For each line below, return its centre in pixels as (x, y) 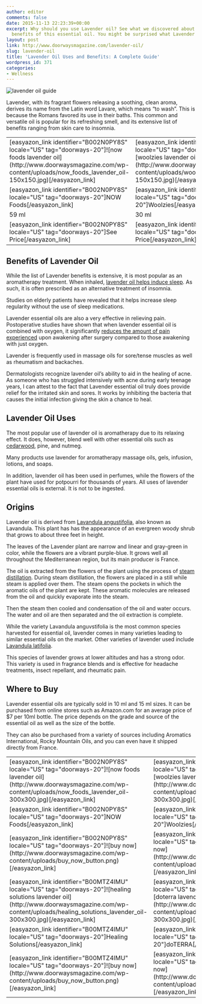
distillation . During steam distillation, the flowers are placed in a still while (97, 577)
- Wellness (20, 74)
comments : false (26, 18)
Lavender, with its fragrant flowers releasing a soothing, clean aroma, (92, 103)
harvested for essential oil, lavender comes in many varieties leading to (94, 633)
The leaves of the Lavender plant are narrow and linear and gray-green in (97, 546)
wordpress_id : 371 (29, 62)
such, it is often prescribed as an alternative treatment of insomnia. (89, 289)
